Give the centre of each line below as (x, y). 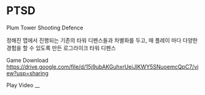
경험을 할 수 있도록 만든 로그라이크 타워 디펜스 (61, 48)
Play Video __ (23, 85)
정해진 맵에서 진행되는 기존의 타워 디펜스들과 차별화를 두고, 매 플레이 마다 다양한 (102, 40)
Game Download (27, 60)
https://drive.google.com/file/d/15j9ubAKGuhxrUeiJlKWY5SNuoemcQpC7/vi (102, 66)
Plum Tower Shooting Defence (45, 28)
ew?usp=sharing (28, 73)
